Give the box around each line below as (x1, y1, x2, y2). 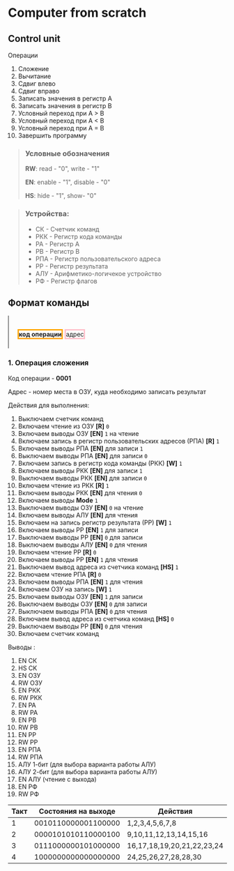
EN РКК (17, 686, 41, 695)
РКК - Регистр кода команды (35, 232, 123, 241)
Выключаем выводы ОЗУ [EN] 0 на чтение (17, 503, 143, 512)
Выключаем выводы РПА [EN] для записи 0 (17, 451, 148, 460)
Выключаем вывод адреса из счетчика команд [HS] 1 (17, 563, 179, 571)
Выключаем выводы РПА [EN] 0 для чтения (17, 607, 148, 615)
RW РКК (17, 693, 42, 702)
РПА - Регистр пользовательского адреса (35, 255, 161, 263)
